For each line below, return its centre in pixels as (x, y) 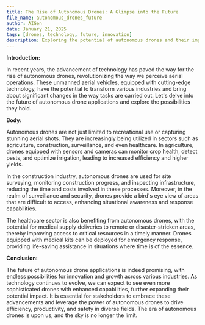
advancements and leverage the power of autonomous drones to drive (95, 302)
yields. (15, 164)
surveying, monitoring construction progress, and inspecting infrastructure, (101, 183)
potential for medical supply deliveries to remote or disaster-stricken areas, (101, 227)
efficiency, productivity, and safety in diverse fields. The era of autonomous (102, 309)
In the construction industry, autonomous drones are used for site (89, 176)
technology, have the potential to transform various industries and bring (96, 89)
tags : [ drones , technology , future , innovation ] (69, 35)
